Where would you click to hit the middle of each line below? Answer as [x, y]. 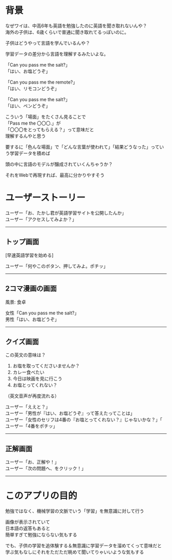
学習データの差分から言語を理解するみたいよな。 [57, 54]
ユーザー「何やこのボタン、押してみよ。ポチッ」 [57, 266]
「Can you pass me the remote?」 [41, 82]
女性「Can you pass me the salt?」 [42, 313]
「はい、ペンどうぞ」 [28, 106]
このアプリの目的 [41, 496]
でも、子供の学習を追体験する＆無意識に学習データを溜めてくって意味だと [84, 546]
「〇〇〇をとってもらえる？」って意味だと [50, 129]
